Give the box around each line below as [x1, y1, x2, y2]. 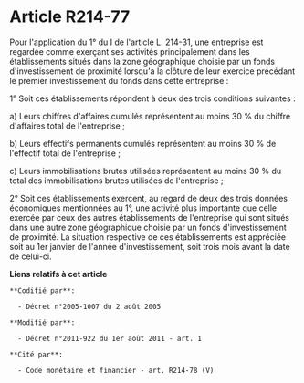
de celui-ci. [9, 251, 52, 262]
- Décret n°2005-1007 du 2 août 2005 [17, 302, 162, 311]
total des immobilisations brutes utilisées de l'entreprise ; [9, 175, 224, 186]
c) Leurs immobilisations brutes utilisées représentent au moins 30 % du [9, 165, 282, 176]
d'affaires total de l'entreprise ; [9, 120, 126, 131]
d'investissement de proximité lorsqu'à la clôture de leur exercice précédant [9, 66, 296, 77]
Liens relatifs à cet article [9, 268, 108, 279]
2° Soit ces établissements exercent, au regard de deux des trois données [9, 192, 288, 203]
